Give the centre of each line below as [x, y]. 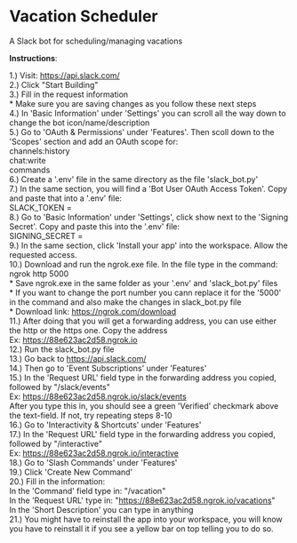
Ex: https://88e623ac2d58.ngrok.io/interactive [94, 453]
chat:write [28, 160]
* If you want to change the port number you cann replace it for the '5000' [145, 292]
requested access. [43, 254]
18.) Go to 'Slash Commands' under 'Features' [93, 462]
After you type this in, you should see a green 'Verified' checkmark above [144, 405]
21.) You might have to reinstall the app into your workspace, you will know [146, 519]
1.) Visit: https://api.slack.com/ [64, 75]
